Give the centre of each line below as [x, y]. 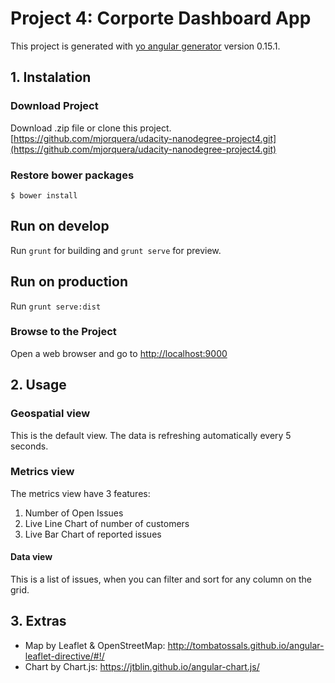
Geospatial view [50, 414]
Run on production [69, 282]
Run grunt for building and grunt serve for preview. [116, 250]
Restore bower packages [72, 175]
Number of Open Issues [74, 513]
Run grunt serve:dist [56, 306]
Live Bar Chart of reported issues [93, 534]
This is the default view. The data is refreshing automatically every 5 [151, 435]
